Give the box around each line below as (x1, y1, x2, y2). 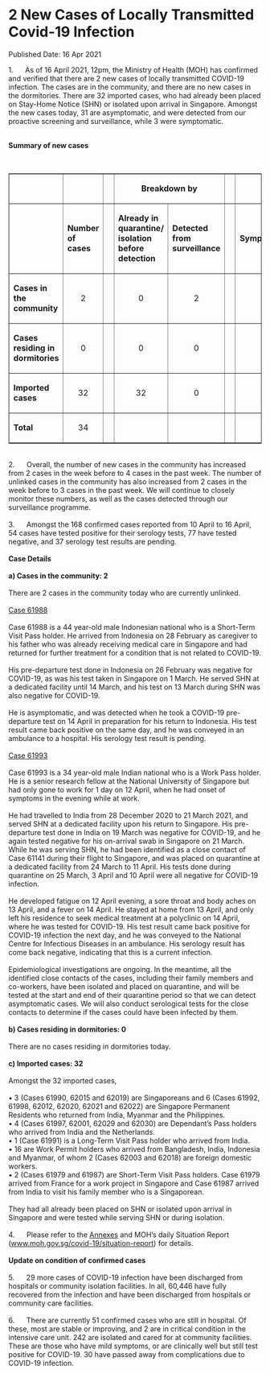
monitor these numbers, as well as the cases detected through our (8, 494, 229, 503)
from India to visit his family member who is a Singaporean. (8, 1186, 205, 1197)
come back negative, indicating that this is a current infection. (8, 947, 213, 957)
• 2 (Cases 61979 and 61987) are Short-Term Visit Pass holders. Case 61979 (8, 1169, 260, 1179)
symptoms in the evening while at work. (8, 793, 140, 803)
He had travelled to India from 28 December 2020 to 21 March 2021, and (8, 810, 248, 820)
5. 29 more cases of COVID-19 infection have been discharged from (8, 1273, 243, 1282)
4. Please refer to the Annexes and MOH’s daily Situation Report (8, 1230, 230, 1239)
